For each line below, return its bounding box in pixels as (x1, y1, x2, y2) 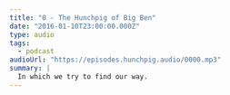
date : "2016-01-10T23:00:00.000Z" (9, 22, 141, 31)
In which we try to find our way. (17, 72, 148, 81)
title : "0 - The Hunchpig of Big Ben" (9, 13, 156, 23)
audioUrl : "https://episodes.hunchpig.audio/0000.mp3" (9, 55, 222, 64)
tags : (9, 38, 30, 48)
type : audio (9, 30, 55, 39)
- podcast (17, 47, 55, 56)
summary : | (9, 64, 51, 73)
